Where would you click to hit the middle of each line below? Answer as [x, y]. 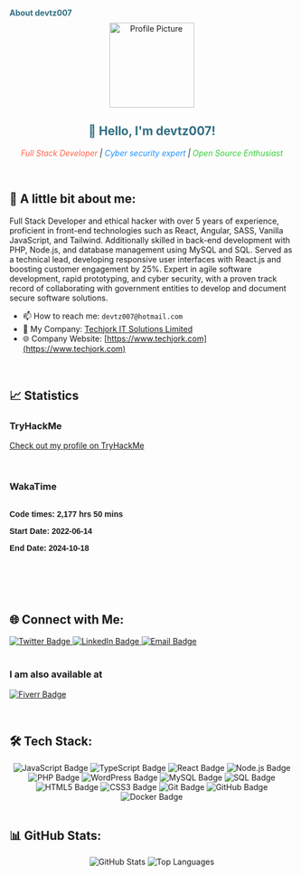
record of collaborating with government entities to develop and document [148, 288]
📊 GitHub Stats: [56, 836]
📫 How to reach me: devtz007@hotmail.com [103, 316]
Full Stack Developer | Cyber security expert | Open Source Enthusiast [152, 153]
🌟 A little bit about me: [73, 199]
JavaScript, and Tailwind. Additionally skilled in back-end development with [150, 240]
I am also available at [56, 674]
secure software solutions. [59, 298]
